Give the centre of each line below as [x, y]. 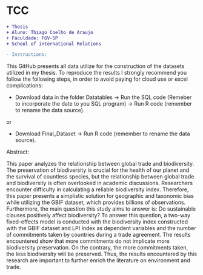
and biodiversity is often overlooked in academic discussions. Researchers [99, 183]
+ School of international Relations [54, 44]
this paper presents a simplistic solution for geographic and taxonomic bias [100, 196]
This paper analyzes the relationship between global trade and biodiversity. [100, 164]
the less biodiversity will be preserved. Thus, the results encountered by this [101, 254]
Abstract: [18, 152]
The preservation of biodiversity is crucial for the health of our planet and [98, 170]
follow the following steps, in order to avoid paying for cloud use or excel [97, 79]
